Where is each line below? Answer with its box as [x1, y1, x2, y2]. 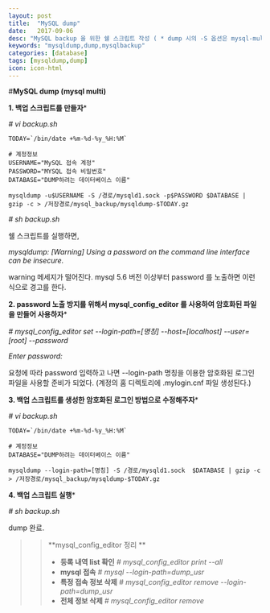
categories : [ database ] [8, 49, 88, 57]
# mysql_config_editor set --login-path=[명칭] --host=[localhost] [8, 326, 223, 336]
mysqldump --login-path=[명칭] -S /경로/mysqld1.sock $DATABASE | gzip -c [8, 466, 261, 474]
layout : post [8, 11, 52, 20]
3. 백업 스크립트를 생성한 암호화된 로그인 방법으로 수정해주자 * [8, 395, 199, 404]
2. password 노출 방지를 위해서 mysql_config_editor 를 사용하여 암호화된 [8, 299, 243, 309]
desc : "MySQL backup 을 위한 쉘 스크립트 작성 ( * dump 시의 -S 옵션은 [8, 34, 228, 43]
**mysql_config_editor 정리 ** [47, 540, 146, 549]
